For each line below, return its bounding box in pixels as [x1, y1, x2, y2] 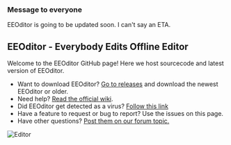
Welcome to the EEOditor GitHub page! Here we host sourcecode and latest [7, 59, 224, 67]
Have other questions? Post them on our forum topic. [17, 117, 170, 126]
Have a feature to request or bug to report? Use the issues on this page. [17, 110, 224, 118]
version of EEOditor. [7, 67, 65, 75]
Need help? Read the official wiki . [17, 95, 113, 103]
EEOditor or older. [17, 87, 68, 96]
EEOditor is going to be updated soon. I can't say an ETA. [7, 21, 171, 29]
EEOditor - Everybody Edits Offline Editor [7, 40, 189, 53]
